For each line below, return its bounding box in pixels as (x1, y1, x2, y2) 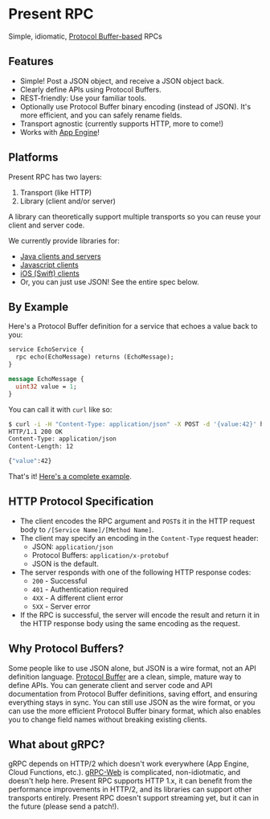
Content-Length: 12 (8, 443, 74, 451)
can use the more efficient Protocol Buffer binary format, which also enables (8, 706, 261, 715)
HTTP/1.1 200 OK (8, 428, 63, 436)
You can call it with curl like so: (8, 404, 112, 414)
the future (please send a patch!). (8, 801, 119, 812)
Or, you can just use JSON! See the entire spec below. (19, 276, 199, 286)
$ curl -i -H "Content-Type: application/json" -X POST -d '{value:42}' (8, 420, 257, 428)
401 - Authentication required (31, 584, 129, 594)
